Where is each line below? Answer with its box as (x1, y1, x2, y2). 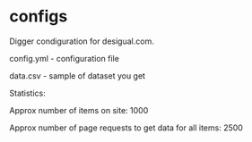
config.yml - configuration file (9, 53, 119, 63)
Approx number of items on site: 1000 (9, 104, 149, 115)
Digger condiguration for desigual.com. (9, 36, 154, 46)
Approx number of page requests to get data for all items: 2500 (9, 122, 244, 133)
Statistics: (9, 88, 47, 98)
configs (9, 6, 68, 27)
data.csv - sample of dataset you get (9, 70, 146, 81)
